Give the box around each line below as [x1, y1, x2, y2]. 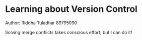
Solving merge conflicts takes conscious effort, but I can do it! [5, 29, 133, 35]
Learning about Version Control [5, 3, 138, 15]
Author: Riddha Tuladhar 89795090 [5, 20, 77, 26]
